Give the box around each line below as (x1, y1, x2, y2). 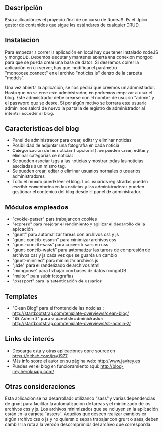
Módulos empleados (5, 203, 69, 211)
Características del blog (5, 124, 79, 133)
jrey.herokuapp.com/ (12, 368, 54, 374)
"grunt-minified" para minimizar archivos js (12, 258, 99, 263)
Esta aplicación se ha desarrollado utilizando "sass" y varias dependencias (5, 395, 156, 401)
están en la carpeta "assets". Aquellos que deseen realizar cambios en (5, 411, 147, 417)
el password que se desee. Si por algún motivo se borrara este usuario (5, 100, 147, 106)
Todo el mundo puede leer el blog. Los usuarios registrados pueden (12, 179, 148, 185)
